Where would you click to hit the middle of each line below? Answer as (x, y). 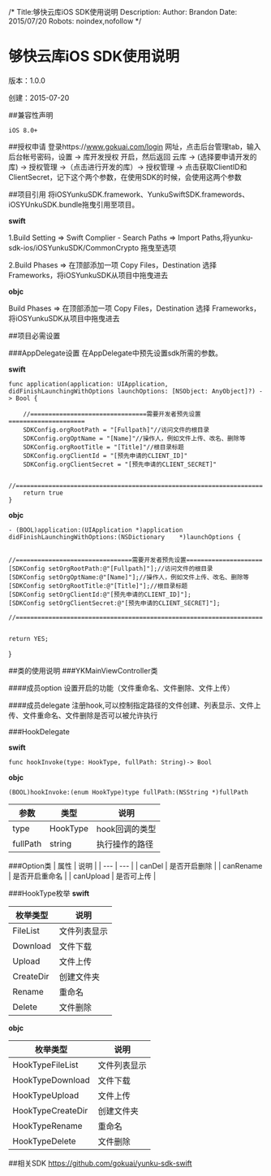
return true (43, 493)
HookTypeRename (47, 1126)
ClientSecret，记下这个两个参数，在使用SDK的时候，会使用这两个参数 (125, 176)
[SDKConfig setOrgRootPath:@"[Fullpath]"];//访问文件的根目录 (111, 568)
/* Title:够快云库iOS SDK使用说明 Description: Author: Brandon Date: (123, 12)
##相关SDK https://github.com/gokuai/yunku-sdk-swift (100, 1163)
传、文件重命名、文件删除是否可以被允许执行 (83, 715)
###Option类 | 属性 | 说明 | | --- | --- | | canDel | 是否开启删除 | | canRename (135, 865)
